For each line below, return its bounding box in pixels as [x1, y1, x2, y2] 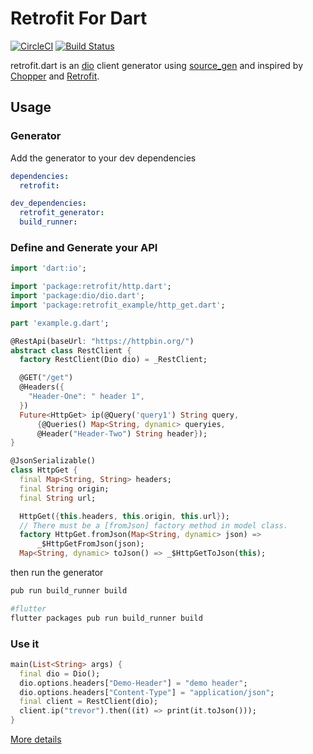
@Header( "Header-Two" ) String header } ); [36, 428, 208, 439]
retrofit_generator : [19, 208, 105, 218]
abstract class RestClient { [10, 345, 132, 356]
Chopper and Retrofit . [10, 70, 100, 82]
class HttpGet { [10, 465, 78, 476]
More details [10, 733, 62, 746]
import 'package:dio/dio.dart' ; [10, 291, 145, 301]
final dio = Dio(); [19, 668, 101, 679]
